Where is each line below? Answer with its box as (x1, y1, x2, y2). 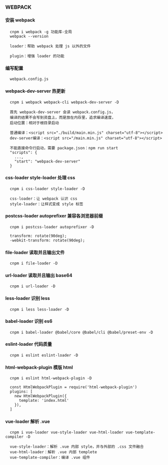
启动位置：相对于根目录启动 (10, 120, 59, 125)
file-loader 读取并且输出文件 (5, 249, 65, 255)
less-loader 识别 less (5, 295, 50, 301)
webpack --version (10, 34, 49, 39)
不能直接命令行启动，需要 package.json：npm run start (10, 145, 118, 151)
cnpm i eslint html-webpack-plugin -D (10, 376, 92, 381)
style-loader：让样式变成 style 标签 (10, 201, 84, 207)
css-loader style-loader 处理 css (5, 175, 75, 181)
